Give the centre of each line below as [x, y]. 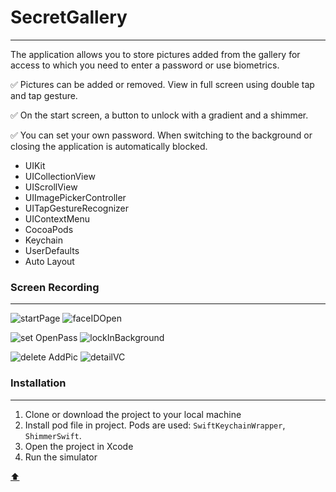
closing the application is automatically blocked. [109, 146]
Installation [38, 383]
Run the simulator [61, 457]
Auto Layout [49, 261]
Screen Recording [55, 287]
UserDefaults [52, 250]
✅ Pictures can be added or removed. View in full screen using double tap [162, 84]
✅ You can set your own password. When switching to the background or [161, 135]
